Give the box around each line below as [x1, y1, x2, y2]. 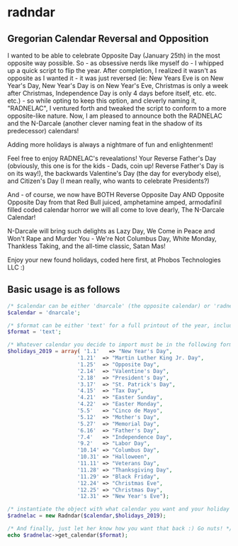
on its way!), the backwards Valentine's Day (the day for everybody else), [7, 169, 222, 177]
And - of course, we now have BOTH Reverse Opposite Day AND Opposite [7, 191, 225, 199]
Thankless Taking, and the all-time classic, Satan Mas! [7, 242, 166, 250]
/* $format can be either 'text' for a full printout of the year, [7, 322, 211, 329]
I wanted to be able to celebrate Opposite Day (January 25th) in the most [7, 51, 221, 60]
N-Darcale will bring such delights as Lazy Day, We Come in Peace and [7, 227, 215, 235]
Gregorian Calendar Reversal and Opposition [7, 33, 209, 45]
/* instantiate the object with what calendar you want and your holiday [7, 506, 230, 513]
